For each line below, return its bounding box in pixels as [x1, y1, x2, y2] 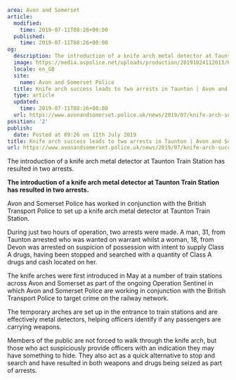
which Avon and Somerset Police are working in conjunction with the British [7, 286, 226, 295]
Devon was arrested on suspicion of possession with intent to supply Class [7, 243, 225, 252]
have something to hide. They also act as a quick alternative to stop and [7, 351, 216, 360]
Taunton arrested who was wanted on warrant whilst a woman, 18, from [7, 235, 214, 244]
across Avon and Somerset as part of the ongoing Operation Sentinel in [7, 279, 214, 288]
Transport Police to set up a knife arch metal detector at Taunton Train [7, 207, 211, 215]
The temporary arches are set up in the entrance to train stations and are [7, 307, 218, 317]
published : [13, 32, 46, 40]
